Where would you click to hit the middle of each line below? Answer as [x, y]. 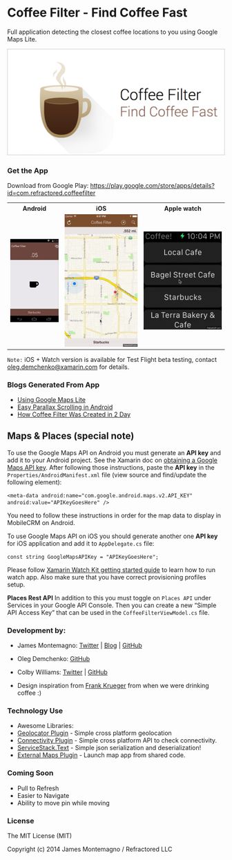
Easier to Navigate [43, 795]
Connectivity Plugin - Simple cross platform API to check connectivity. [117, 740]
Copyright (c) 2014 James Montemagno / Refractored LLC [90, 849]
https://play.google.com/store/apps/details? [153, 186]
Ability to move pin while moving [64, 803]
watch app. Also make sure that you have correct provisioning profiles [107, 577]
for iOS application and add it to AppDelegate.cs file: [81, 543]
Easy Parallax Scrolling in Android [65, 407]
